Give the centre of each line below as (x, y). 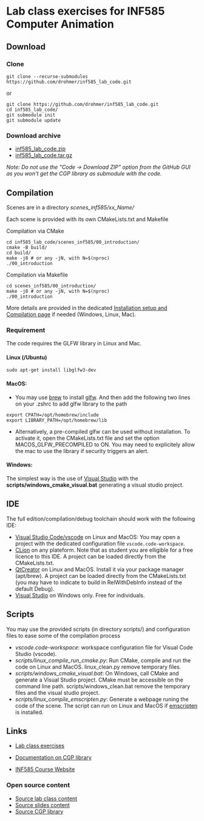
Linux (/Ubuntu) (27, 357)
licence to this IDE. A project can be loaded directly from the (90, 556)
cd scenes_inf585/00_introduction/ (51, 286)
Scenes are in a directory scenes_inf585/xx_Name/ (70, 207)
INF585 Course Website (45, 769)
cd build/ (19, 253)
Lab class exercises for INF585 (86, 11)
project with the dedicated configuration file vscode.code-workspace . (100, 543)
